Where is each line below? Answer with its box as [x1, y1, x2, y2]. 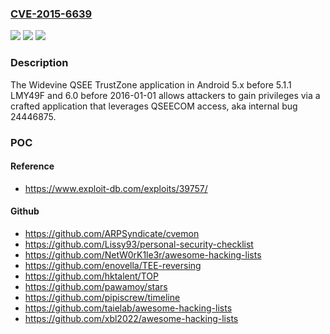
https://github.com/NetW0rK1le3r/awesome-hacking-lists [24, 248, 262, 261]
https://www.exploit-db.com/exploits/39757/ [24, 182, 208, 194]
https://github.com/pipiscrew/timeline [24, 291, 181, 303]
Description [10, 56, 69, 70]
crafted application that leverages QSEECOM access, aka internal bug [10, 100, 298, 112]
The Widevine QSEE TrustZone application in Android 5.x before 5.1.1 [10, 78, 292, 91]
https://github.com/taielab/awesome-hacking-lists [24, 302, 233, 314]
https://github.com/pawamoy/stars [24, 280, 168, 292]
